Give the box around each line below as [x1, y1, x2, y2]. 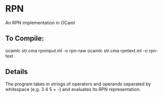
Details [5, 67, 28, 76]
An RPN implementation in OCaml [5, 20, 75, 26]
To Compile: [5, 34, 44, 43]
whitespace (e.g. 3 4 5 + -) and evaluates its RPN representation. [5, 86, 141, 92]
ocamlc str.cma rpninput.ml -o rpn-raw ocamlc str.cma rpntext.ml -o [5, 47, 148, 53]
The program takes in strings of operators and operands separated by [5, 81, 151, 87]
